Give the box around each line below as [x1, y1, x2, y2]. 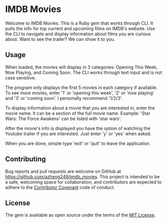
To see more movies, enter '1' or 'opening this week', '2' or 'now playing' [5, 89, 154, 96]
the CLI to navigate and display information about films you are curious [5, 31, 151, 37]
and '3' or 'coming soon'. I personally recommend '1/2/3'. [5, 95, 123, 101]
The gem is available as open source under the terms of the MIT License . [5, 212, 156, 218]
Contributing [5, 155, 46, 164]
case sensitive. [5, 74, 36, 81]
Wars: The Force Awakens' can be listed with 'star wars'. [5, 116, 121, 122]
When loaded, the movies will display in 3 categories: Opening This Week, [5, 64, 158, 70]
